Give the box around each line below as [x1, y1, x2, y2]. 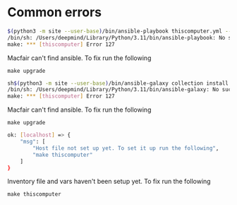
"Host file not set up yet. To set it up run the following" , [32, 144, 219, 152]
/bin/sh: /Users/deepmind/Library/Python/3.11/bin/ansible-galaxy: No [7, 86, 219, 93]
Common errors [7, 4, 102, 20]
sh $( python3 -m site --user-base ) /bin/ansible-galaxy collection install [7, 79, 229, 87]
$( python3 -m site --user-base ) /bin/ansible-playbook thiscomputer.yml [7, 28, 222, 35]
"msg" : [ [20, 139, 46, 146]
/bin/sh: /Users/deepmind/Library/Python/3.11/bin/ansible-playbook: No [7, 34, 226, 41]
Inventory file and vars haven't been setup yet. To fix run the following [7, 177, 211, 186]
